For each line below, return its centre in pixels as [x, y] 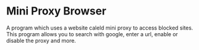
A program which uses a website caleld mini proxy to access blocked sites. [100, 28]
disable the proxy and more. [41, 40]
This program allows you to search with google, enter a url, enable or [92, 34]
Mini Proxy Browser [57, 11]
